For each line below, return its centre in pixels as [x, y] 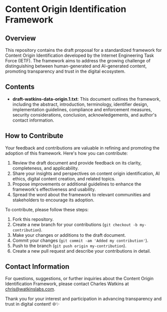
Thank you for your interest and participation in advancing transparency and [83, 299]
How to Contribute [34, 136]
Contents [20, 87]
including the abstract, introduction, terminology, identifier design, [80, 104]
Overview [21, 38]
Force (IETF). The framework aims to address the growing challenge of [78, 61]
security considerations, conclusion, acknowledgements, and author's [84, 115]
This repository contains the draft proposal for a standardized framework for [83, 50]
